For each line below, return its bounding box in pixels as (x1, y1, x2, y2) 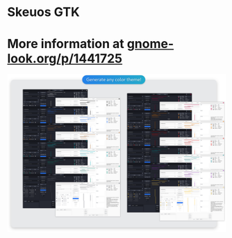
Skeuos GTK (7, 4, 80, 20)
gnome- (126, 36, 174, 52)
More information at (7, 36, 125, 52)
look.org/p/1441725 (7, 51, 123, 67)
